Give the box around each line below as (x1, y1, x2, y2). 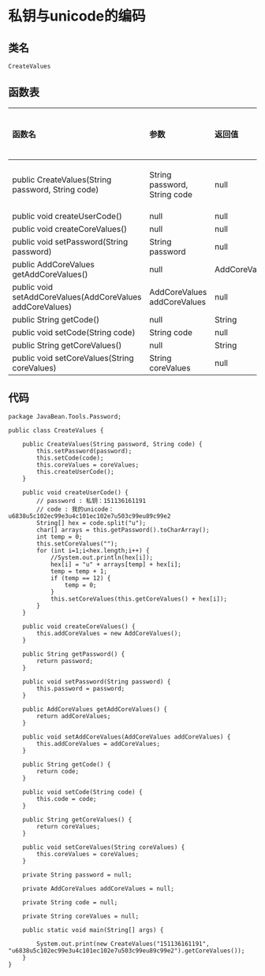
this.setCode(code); (36, 454, 104, 462)
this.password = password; (36, 684, 125, 692)
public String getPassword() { (22, 650, 125, 658)
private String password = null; (22, 870, 132, 879)
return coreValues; (36, 822, 101, 830)
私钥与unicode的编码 (8, 7, 146, 25)
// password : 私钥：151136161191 (36, 497, 147, 505)
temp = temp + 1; (50, 567, 108, 576)
